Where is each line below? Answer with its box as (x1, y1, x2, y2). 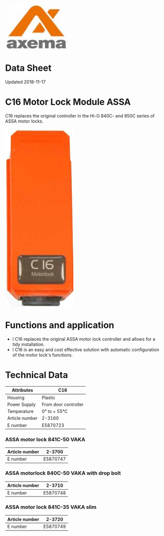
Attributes (11, 387, 33, 393)
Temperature (7, 408, 34, 414)
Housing (7, 395, 25, 401)
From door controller (42, 401, 84, 407)
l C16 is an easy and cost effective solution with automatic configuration (12, 346, 160, 353)
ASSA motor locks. (5, 118, 44, 124)
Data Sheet (5, 62, 52, 74)
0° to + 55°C (42, 408, 68, 414)
